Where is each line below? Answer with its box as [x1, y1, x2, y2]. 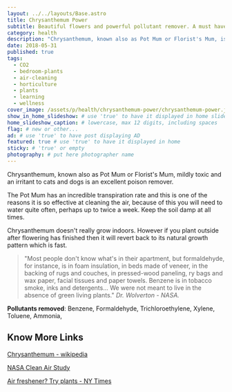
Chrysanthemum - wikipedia [7, 350, 88, 358]
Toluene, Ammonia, [7, 311, 62, 320]
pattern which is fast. [7, 241, 68, 249]
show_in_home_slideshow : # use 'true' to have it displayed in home [7, 112, 209, 119]
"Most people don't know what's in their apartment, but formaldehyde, [23, 254, 225, 262]
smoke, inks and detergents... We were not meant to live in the [23, 284, 202, 292]
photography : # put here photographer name [7, 151, 135, 159]
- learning [13, 94, 45, 101]
